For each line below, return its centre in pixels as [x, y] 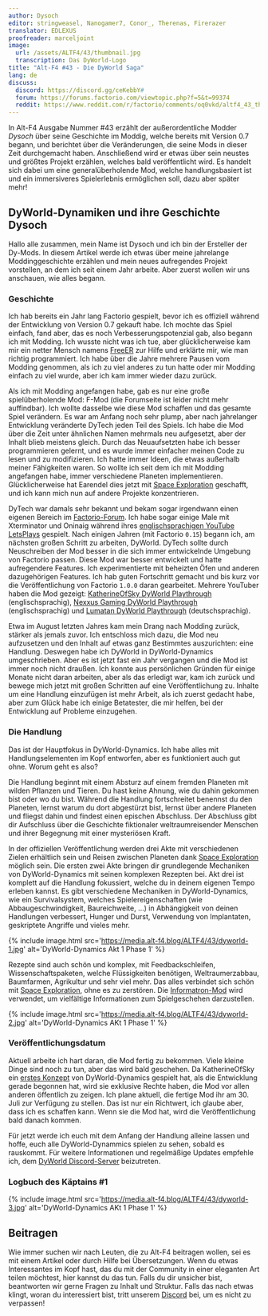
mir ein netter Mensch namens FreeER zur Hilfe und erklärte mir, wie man [128, 350]
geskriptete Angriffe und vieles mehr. [69, 925]
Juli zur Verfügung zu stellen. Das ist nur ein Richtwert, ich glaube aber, [126, 1103]
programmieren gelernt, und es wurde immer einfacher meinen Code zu [126, 451]
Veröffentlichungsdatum [57, 1043]
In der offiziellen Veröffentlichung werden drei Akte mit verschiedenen [124, 848]
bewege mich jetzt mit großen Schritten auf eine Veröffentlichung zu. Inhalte [134, 686]
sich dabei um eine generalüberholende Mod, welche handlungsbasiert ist [130, 170]
